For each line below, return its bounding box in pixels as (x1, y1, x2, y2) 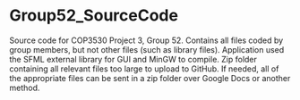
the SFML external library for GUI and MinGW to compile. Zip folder (9, 54, 258, 64)
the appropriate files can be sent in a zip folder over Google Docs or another (9, 72, 291, 83)
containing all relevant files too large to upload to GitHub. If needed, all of (9, 63, 279, 74)
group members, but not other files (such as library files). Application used (9, 44, 285, 54)
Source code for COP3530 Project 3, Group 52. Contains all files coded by (9, 35, 284, 46)
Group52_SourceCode (9, 5, 179, 26)
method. (9, 82, 40, 93)
